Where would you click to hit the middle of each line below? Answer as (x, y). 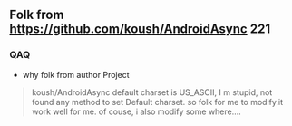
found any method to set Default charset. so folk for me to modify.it (157, 102)
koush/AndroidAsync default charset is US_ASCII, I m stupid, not (152, 92)
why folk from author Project (76, 74)
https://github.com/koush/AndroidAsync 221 (140, 29)
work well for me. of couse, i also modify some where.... (136, 111)
